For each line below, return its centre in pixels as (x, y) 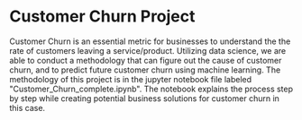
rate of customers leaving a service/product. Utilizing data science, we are (148, 50)
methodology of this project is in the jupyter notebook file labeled (131, 79)
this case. (27, 107)
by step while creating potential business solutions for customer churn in (144, 98)
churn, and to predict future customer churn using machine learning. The (145, 70)
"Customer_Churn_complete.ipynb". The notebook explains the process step (151, 89)
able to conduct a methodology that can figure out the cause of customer (146, 60)
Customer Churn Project (102, 17)
